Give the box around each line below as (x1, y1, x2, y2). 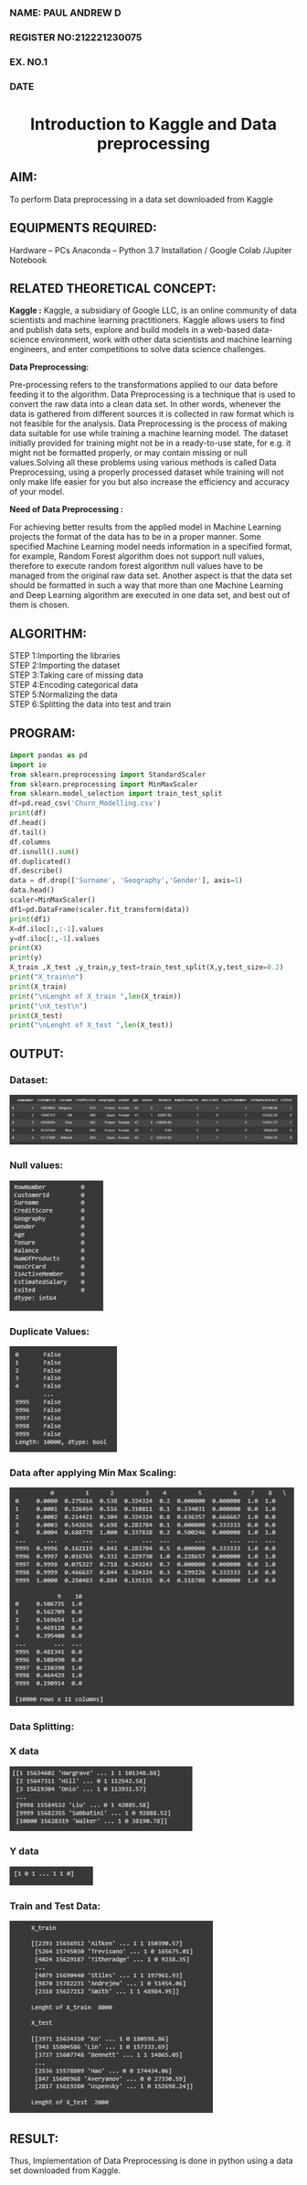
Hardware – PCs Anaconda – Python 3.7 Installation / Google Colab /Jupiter (9, 244, 292, 255)
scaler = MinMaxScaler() (9, 895, 96, 905)
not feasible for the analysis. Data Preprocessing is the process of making (9, 418, 288, 429)
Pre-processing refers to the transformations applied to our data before (9, 380, 279, 391)
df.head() (9, 819, 48, 828)
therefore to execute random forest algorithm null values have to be (9, 561, 263, 572)
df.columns (9, 837, 51, 847)
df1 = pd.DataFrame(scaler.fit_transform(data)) (9, 905, 190, 914)
